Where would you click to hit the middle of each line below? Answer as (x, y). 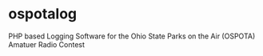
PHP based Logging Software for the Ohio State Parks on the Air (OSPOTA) (132, 36)
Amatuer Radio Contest (47, 44)
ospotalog (43, 14)
